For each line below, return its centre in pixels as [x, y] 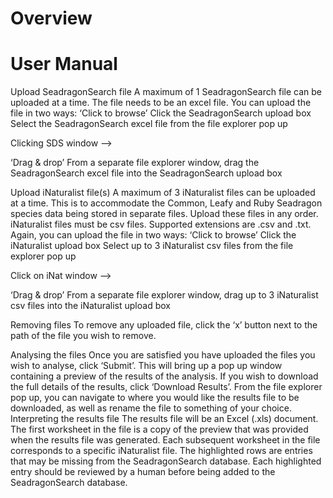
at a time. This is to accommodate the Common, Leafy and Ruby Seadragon [166, 203]
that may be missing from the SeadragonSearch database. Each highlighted [166, 461]
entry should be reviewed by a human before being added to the [143, 472]
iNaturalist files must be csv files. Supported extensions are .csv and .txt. [161, 224]
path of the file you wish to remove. [83, 336]
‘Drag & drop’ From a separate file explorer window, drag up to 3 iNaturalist [164, 295]
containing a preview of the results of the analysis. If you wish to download [164, 376]
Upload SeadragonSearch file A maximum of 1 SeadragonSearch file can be [166, 92]
